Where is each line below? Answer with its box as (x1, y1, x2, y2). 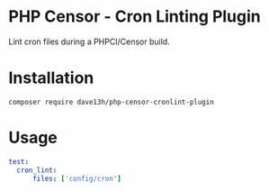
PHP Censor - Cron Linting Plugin (8, 6, 262, 27)
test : (8, 157, 29, 166)
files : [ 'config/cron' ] (31, 174, 122, 183)
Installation (8, 68, 94, 88)
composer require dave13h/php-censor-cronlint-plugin (8, 97, 215, 106)
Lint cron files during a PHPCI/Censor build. (8, 36, 170, 47)
